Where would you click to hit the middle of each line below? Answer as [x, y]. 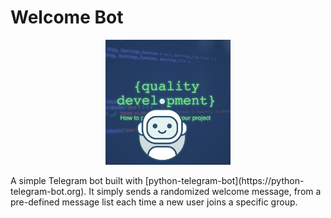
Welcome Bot [67, 17]
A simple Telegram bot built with [76, 180]
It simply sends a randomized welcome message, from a [205, 191]
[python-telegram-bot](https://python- [224, 180]
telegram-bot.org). [48, 191]
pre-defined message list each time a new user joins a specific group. [154, 202]
